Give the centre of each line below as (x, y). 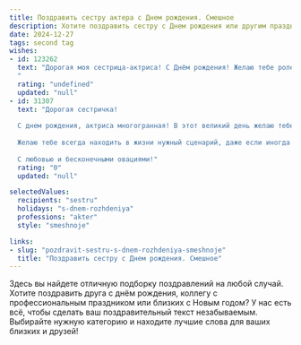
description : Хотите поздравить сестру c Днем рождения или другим (138, 26)
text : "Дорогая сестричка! (68, 109)
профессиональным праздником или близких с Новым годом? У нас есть (150, 303)
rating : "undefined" (56, 84)
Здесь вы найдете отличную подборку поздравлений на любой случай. (146, 284)
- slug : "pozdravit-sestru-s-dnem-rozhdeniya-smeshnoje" (118, 250)
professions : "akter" (58, 217)
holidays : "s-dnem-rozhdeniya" (76, 209)
